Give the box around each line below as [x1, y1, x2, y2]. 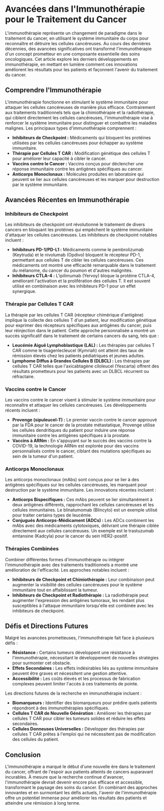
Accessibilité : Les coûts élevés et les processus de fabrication [12, 676, 141, 681]
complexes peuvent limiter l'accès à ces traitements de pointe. [12, 681, 139, 687]
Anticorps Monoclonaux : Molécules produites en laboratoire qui [12, 171, 144, 177]
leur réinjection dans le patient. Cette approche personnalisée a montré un [5, 327, 155, 333]
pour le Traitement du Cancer [5, 14, 127, 25]
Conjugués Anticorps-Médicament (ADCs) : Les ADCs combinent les [12, 518, 154, 523]
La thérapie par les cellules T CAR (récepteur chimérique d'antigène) [5, 312, 144, 317]
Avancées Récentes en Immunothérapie [5, 196, 130, 204]
